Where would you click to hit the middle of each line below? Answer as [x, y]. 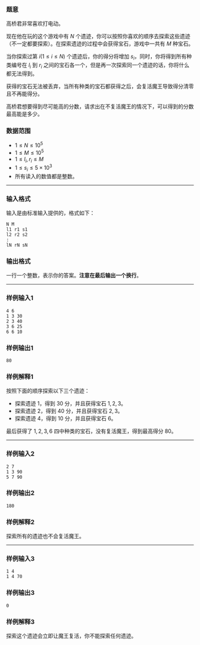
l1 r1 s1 [17, 230]
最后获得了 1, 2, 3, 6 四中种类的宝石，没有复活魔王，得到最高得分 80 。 [91, 431]
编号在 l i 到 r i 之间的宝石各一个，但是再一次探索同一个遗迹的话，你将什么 [100, 66]
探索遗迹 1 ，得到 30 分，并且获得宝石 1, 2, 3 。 [71, 403]
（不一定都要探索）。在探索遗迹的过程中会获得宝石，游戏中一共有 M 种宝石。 [100, 44]
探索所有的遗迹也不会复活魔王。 [45, 536]
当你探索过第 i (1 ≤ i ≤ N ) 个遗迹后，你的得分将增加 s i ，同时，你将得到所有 [96, 57]
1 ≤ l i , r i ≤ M [29, 160]
